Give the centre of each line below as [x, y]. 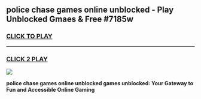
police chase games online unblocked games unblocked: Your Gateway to [100, 83]
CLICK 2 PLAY [27, 59]
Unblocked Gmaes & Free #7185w [70, 19]
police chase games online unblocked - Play [90, 10]
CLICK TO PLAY [29, 37]
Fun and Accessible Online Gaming [51, 89]
